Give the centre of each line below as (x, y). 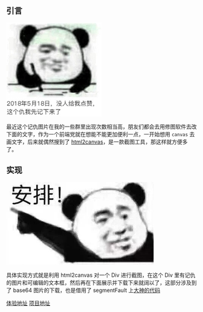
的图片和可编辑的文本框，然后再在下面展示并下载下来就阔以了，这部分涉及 (99, 282)
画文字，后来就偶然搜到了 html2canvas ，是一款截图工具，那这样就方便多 (97, 142)
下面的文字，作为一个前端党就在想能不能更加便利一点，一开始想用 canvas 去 (101, 134)
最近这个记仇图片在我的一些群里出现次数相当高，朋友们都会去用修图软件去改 (101, 127)
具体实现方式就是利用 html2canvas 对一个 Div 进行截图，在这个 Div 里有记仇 (101, 275)
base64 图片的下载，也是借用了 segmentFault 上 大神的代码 (87, 290)
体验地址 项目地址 (28, 303)
